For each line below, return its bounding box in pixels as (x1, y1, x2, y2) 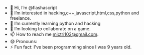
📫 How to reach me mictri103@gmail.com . (10, 31, 99, 37)
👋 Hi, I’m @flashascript (10, 5, 57, 10)
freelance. (10, 15, 32, 21)
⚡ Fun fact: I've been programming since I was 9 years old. (10, 44, 132, 50)
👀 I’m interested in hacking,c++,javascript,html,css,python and (10, 10, 139, 16)
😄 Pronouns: (10, 39, 38, 44)
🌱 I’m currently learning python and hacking (10, 20, 101, 26)
